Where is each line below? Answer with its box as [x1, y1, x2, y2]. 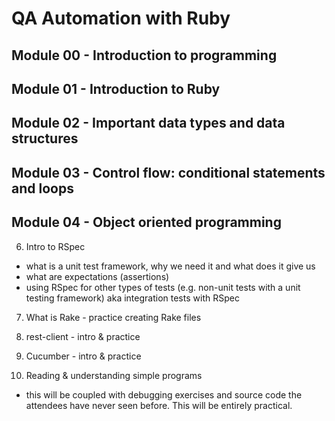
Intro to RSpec [25, 240, 86, 252]
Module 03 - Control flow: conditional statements [11, 164, 326, 181]
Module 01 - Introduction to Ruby [11, 80, 221, 97]
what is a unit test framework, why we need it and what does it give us [25, 260, 316, 272]
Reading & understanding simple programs [25, 369, 203, 381]
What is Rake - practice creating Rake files [25, 311, 202, 323]
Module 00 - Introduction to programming [11, 47, 278, 64]
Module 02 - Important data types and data [11, 115, 286, 132]
